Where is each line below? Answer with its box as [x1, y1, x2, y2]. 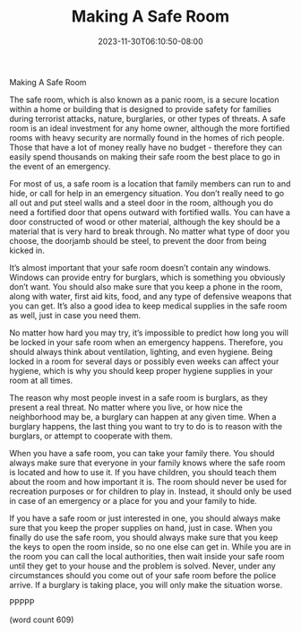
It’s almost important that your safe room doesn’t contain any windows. [9, 262, 271, 273]
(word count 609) [9, 614, 74, 625]
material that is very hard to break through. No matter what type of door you [9, 226, 290, 237]
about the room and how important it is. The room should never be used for [9, 476, 288, 487]
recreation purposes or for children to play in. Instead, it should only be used [9, 486, 292, 497]
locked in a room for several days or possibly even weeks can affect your [9, 356, 279, 367]
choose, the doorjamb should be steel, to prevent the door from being [9, 235, 267, 246]
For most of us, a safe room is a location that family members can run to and [9, 178, 291, 189]
